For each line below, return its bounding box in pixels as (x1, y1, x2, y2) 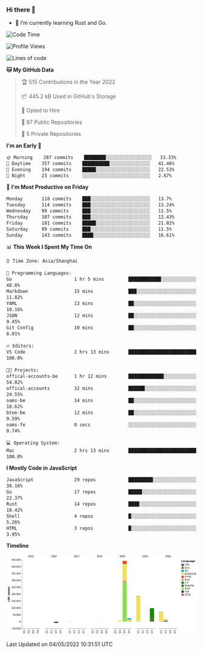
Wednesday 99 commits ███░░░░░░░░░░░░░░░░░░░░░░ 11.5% (6, 208, 172, 214)
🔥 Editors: (6, 343, 35, 349)
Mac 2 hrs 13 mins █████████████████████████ (6, 448, 197, 454)
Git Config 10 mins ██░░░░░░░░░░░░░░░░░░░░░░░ (6, 325, 197, 331)
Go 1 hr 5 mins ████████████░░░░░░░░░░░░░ (6, 276, 197, 283)
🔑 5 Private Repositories (21, 130, 82, 138)
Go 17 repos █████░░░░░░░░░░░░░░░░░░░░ (6, 489, 197, 495)
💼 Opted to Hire (21, 107, 61, 114)
